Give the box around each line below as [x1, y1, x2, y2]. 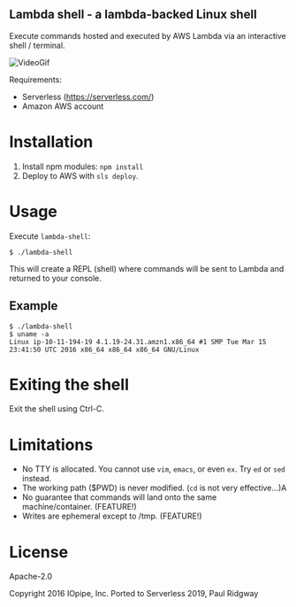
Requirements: [9, 74, 62, 85]
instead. [21, 473, 52, 484]
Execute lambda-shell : [9, 230, 91, 242]
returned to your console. [9, 273, 102, 283]
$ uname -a [9, 329, 49, 339]
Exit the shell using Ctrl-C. [9, 403, 104, 414]
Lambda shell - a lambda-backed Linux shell [9, 7, 258, 22]
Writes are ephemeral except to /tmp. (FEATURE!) [21, 511, 202, 521]
